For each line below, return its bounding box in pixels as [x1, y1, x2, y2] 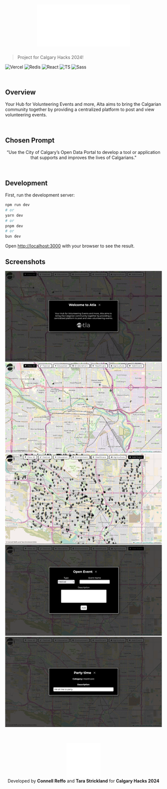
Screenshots [5, 257, 46, 266]
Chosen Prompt [5, 136, 55, 144]
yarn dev [5, 213, 23, 218]
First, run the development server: [5, 192, 75, 198]
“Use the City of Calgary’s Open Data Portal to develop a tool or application [6, 149, 161, 155]
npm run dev [5, 202, 30, 207]
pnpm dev [5, 223, 23, 228]
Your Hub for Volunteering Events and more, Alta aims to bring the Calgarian [5, 101, 162, 107]
